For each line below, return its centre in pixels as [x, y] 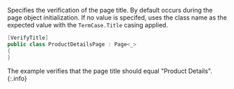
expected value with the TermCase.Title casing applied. [88, 25]
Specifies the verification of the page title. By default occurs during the [110, 10]
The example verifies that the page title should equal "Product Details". [110, 71]
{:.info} [17, 78]
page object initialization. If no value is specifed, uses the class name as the [117, 18]
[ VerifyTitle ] [28, 38]
